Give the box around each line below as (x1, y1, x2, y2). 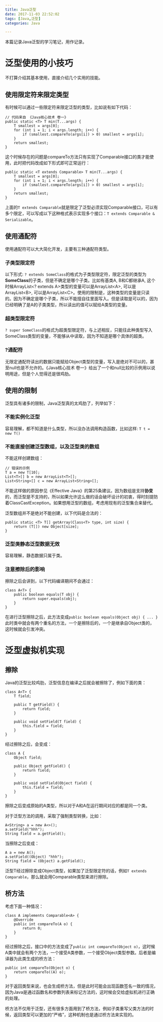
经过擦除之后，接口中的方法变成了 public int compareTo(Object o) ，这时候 (5, 943, 155, 949)
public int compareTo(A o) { (14, 921, 73, 927)
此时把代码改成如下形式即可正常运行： (13, 160, 90, 166)
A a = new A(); (5, 850, 36, 855)
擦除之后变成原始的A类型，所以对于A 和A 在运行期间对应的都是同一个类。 (5, 802, 150, 808)
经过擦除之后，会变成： (5, 741, 52, 747)
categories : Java (5, 20, 40, 26)
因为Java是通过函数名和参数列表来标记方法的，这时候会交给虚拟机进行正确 (5, 989, 155, 995)
